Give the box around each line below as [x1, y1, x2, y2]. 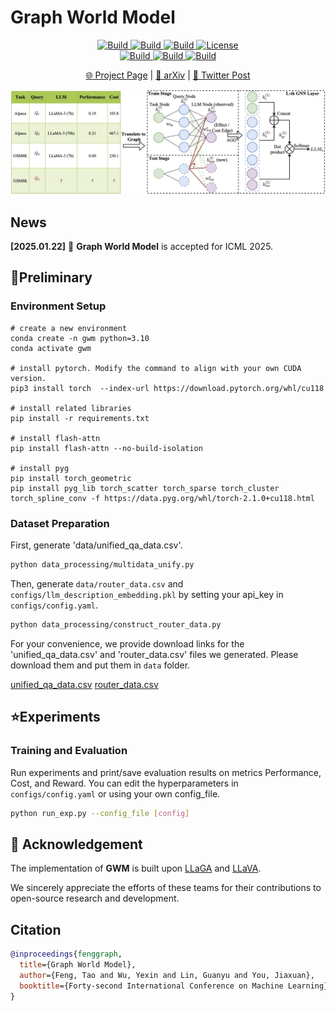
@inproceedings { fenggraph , [10, 949, 123, 960]
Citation [10, 921, 62, 938]
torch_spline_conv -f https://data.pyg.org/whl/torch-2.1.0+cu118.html [10, 493, 315, 503]
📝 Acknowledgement [10, 836, 143, 853]
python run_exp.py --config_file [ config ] [10, 808, 190, 818]
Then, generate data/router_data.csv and [10, 577, 184, 590]
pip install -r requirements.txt [10, 413, 150, 423]
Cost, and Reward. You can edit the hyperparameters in [10, 777, 239, 789]
